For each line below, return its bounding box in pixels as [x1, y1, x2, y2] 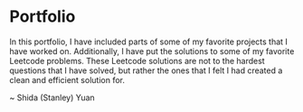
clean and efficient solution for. [9, 74, 125, 85]
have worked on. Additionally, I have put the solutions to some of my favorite [9, 45, 295, 56]
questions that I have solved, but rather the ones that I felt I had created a [9, 65, 283, 76]
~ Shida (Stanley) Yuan [9, 92, 95, 103]
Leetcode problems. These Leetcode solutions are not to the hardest [9, 55, 265, 66]
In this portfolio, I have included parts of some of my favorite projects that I [9, 36, 288, 47]
